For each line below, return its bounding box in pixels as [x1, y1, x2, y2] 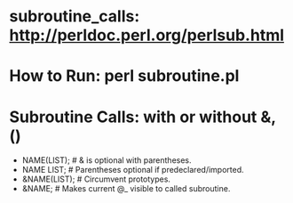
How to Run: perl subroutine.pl [9, 66, 240, 86]
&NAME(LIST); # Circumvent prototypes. [21, 174, 171, 184]
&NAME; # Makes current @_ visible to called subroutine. [21, 183, 231, 194]
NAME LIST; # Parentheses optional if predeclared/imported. [21, 165, 244, 175]
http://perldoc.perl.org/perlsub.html [9, 25, 285, 45]
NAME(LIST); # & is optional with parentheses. [21, 155, 193, 166]
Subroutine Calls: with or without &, [9, 107, 277, 126]
